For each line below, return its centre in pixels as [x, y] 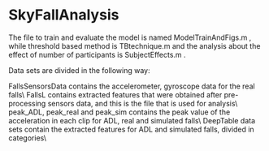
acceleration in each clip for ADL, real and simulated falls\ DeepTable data [132, 120]
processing [27, 103]
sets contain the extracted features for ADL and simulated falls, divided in [131, 129]
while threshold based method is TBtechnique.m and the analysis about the [134, 45]
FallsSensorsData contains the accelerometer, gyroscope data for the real [132, 86]
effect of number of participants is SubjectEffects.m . [97, 54]
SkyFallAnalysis [64, 15]
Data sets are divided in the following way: [79, 70]
